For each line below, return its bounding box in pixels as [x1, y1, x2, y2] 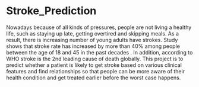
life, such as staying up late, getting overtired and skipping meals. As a [6, 30, 179, 37]
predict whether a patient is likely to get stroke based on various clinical [6, 61, 182, 69]
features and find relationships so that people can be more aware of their [6, 67, 185, 75]
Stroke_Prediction [6, 4, 97, 18]
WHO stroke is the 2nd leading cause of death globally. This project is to [6, 55, 184, 62]
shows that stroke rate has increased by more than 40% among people [6, 43, 180, 50]
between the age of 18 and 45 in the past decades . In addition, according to [6, 49, 193, 56]
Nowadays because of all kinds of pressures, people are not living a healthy [6, 24, 192, 31]
